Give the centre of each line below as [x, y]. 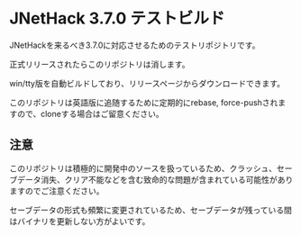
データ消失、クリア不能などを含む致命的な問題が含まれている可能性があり [155, 179]
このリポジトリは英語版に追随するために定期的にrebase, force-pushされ [144, 102]
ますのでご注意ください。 [57, 191]
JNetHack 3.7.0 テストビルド [117, 18]
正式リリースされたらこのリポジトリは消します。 [100, 64]
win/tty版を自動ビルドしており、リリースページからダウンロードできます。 [147, 83]
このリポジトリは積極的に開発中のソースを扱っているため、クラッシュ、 [143, 168]
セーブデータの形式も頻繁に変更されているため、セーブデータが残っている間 [151, 210]
